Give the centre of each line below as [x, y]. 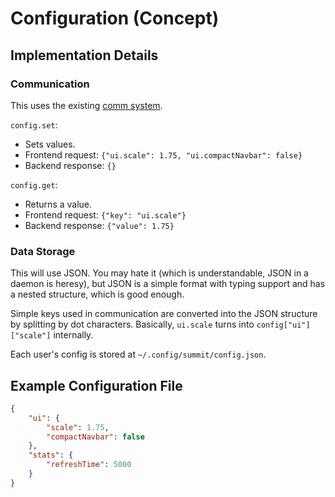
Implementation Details [84, 55]
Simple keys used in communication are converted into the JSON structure [164, 314]
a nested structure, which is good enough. [97, 294]
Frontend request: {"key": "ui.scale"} [105, 214]
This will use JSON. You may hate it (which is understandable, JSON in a [159, 273]
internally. [73, 335]
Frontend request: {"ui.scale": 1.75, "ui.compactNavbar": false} [163, 154]
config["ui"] [283, 325]
